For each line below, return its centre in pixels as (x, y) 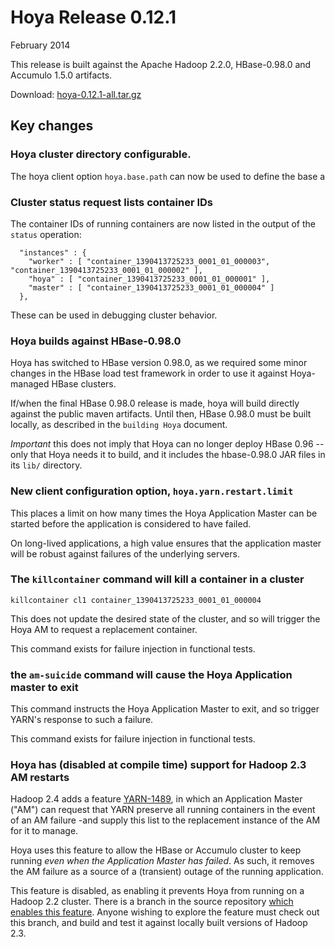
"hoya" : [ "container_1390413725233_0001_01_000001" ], (149, 279)
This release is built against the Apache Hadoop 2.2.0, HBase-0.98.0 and (161, 64)
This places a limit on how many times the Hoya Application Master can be (164, 513)
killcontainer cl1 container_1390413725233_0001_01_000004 (136, 600)
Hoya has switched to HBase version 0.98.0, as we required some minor (159, 363)
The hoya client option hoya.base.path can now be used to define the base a (168, 176)
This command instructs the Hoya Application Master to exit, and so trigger (165, 709)
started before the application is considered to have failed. (131, 523)
